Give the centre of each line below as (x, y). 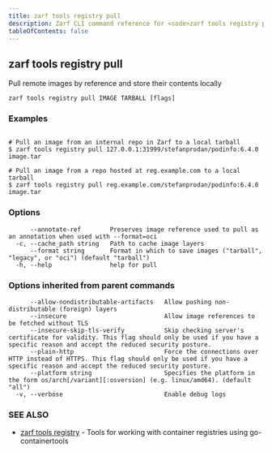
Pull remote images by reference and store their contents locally (115, 84)
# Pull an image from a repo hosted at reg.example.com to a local (125, 171)
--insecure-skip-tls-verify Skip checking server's (137, 331)
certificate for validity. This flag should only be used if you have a (134, 338)
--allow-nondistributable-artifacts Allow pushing (121, 302)
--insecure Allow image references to (142, 316)
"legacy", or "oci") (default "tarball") (79, 258)
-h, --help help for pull (87, 265)
